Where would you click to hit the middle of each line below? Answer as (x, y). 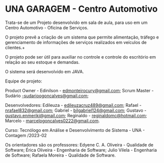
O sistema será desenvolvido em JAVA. (45, 71)
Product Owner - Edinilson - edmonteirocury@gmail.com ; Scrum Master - (80, 90)
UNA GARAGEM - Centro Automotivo (82, 9)
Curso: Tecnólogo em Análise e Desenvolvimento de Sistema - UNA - (75, 130)
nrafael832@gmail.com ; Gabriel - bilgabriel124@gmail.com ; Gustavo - (76, 110)
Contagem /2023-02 (26, 135)
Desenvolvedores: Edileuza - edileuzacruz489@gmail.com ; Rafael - (73, 105)
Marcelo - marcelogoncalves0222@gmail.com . (52, 121)
